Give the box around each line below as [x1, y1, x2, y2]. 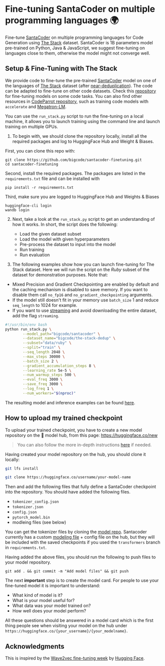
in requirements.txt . [5, 545, 47, 550]
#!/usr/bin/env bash [5, 322, 48, 327]
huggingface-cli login [5, 203, 52, 208]
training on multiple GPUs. [5, 123, 58, 129]
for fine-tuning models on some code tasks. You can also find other [5, 93, 142, 99]
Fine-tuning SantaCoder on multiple [5, 3, 155, 15]
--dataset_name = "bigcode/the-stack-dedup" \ [23, 336, 116, 341]
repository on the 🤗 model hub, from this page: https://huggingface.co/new [5, 432, 158, 438]
